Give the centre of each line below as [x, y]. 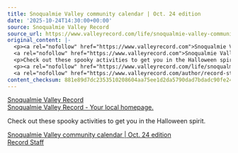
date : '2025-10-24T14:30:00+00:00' [60, 21]
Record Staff [26, 142]
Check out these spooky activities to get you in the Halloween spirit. [107, 121]
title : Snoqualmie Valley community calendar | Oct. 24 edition [104, 14]
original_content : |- [39, 40]
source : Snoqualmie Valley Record [58, 27]
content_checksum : [34, 80]
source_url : [25, 34]
